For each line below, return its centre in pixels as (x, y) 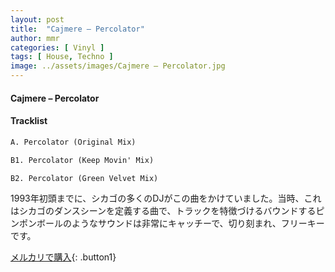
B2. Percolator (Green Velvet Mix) (84, 178)
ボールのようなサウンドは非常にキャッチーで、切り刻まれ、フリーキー (180, 223)
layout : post (37, 19)
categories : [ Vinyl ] (57, 47)
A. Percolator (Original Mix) (73, 142)
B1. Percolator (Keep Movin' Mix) (82, 160)
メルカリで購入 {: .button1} (63, 257)
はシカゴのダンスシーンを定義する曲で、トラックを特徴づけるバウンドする (163, 211)
